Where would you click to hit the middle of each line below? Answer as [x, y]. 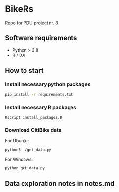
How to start [24, 70]
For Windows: [19, 159]
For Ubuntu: [17, 140]
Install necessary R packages [41, 108]
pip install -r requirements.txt [39, 95]
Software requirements [41, 38]
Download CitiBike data [34, 130]
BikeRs [19, 9]
